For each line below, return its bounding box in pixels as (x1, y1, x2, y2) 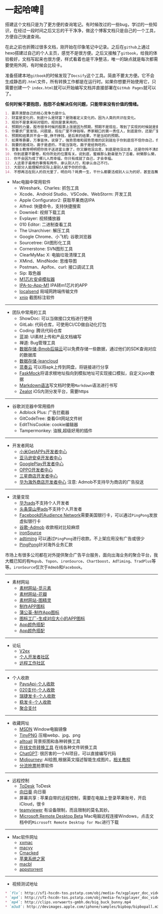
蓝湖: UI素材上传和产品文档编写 (19, 334, 81, 340)
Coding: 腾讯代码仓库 (19, 328, 62, 334)
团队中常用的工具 (12, 309, 47, 315)
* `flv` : (5, 891, 23, 896)
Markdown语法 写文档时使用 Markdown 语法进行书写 (19, 382, 118, 388)
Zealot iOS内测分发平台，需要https (19, 389, 89, 394)
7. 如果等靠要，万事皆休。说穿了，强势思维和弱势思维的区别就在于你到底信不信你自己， (5, 138, 156, 143)
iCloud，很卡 (19, 801, 45, 807)
